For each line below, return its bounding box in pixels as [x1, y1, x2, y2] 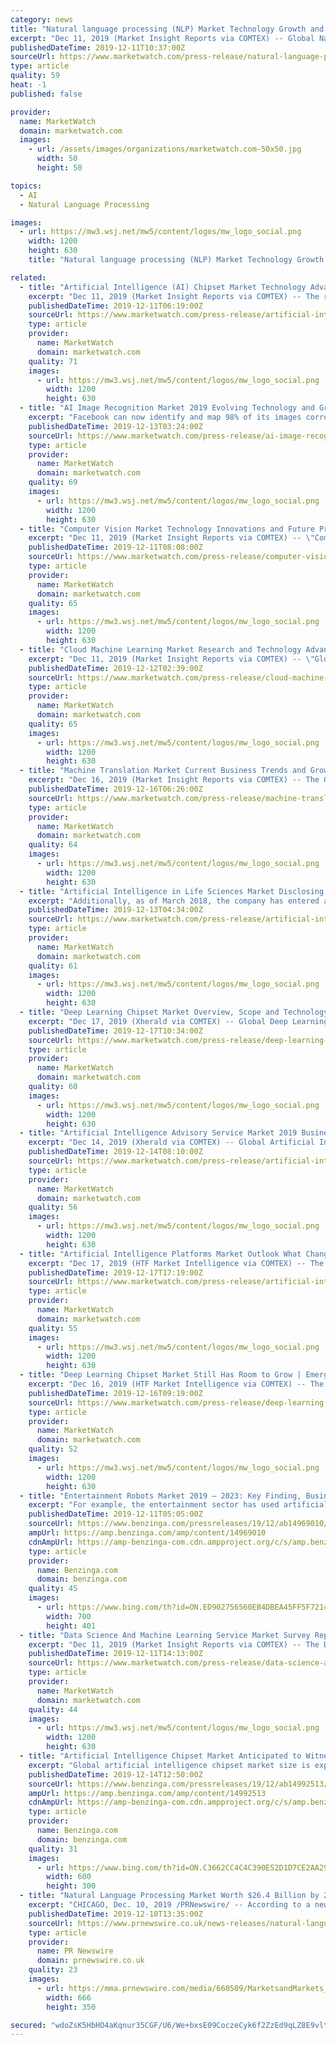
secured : [10, 2020, 47, 2030]
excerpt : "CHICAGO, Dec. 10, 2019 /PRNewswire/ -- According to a [28, 1900, 311, 1910]
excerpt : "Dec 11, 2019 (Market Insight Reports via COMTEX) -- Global [10, 33, 315, 43]
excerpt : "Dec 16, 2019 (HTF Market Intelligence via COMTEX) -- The [28, 1379, 325, 1389]
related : [10, 272, 47, 283]
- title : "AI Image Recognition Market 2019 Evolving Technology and [19, 403, 315, 413]
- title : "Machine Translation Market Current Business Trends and [19, 766, 307, 776]
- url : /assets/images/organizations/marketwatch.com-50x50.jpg [28, 144, 302, 155]
